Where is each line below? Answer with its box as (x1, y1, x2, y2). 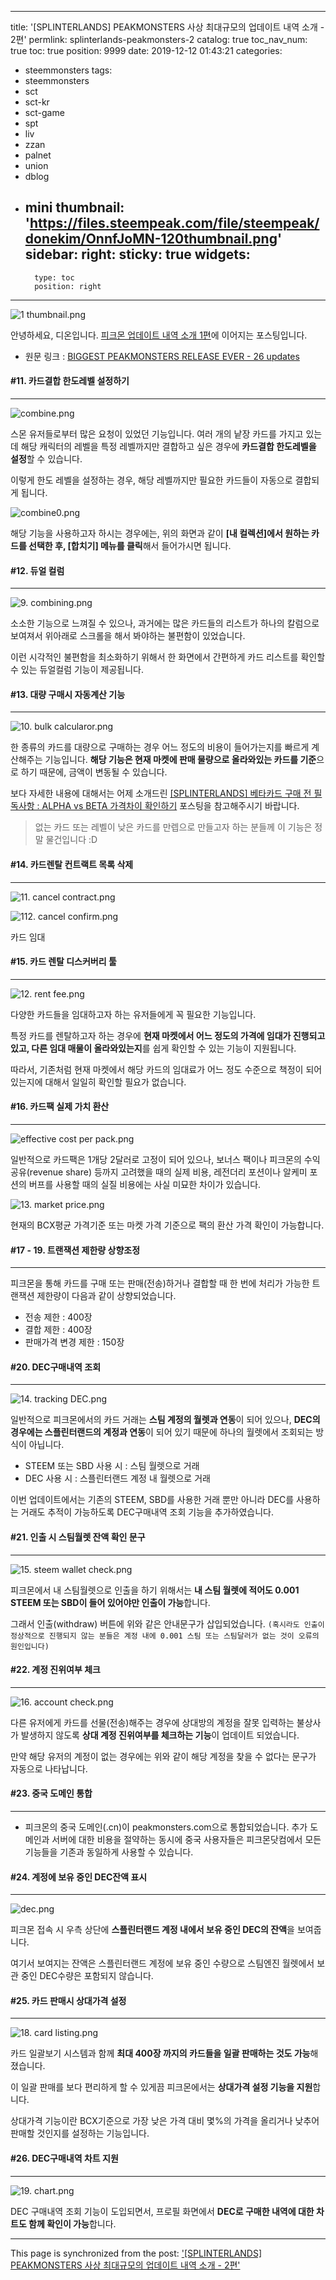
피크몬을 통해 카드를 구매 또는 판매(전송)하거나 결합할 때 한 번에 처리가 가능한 (10, 1277, 310, 1290)
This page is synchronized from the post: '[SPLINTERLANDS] (10, 2247, 263, 2259)
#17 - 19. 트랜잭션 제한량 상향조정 (10, 1244, 141, 1256)
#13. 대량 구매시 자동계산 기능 (10, 688, 126, 700)
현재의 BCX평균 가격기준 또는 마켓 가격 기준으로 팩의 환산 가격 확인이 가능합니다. (10, 1219, 325, 1231)
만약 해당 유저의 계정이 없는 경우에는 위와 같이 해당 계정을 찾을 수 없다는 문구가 (10, 1750, 317, 1762)
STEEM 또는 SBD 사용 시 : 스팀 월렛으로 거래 (24, 1460, 200, 1472)
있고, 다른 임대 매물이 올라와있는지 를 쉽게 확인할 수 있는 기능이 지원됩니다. (10, 1042, 297, 1054)
